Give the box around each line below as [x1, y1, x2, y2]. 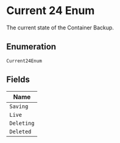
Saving [9, 103, 29, 110]
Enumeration [6, 42, 57, 52]
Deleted [9, 128, 32, 135]
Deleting [9, 120, 35, 127]
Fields [6, 75, 30, 85]
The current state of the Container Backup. [6, 24, 115, 31]
